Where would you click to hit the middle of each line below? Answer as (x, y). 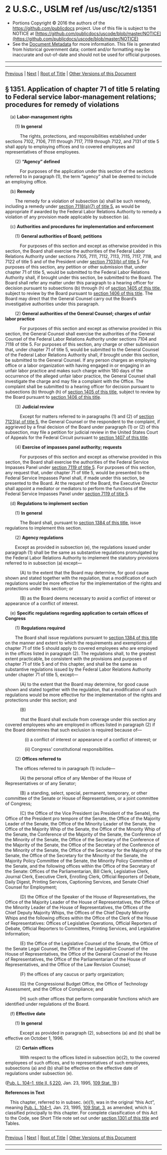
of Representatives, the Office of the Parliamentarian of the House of (76, 959)
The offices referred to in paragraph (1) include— (65, 768)
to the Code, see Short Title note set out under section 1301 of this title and (82, 1118)
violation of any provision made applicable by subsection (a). (68, 217)
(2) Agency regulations (39, 537)
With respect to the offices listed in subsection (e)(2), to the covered (90, 1057)
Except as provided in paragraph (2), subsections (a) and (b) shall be (90, 1033)
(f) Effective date (28, 1013)
